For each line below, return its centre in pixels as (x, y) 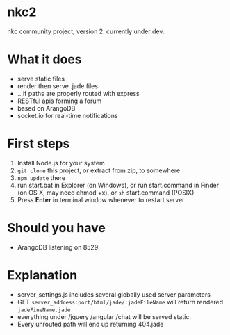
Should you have (56, 228)
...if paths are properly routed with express (79, 93)
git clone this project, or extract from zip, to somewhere (99, 170)
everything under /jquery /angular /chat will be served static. (104, 316)
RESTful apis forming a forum (59, 101)
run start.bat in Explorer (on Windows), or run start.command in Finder (118, 185)
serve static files (41, 79)
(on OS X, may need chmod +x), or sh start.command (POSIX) (106, 193)
